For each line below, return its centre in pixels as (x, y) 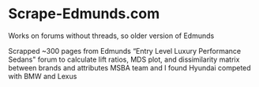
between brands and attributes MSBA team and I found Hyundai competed (129, 67)
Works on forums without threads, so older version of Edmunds (111, 36)
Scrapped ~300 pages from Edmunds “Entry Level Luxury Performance (125, 51)
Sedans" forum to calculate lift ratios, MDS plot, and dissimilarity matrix (124, 59)
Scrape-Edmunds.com (84, 14)
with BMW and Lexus (43, 76)
